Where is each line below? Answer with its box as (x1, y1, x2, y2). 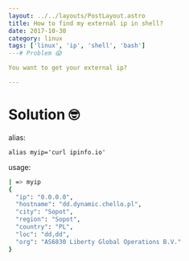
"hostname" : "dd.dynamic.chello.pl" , (15, 201, 142, 209)
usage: (8, 162, 31, 172)
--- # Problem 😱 (8, 49, 62, 57)
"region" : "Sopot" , (15, 215, 81, 224)
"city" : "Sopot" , (15, 208, 74, 216)
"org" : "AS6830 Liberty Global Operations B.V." (15, 238, 182, 246)
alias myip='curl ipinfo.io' (8, 148, 106, 156)
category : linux (8, 34, 63, 43)
